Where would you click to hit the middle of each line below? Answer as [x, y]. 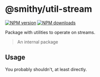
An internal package [37, 42]
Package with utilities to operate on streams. [50, 32]
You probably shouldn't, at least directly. [46, 69]
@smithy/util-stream [49, 9]
